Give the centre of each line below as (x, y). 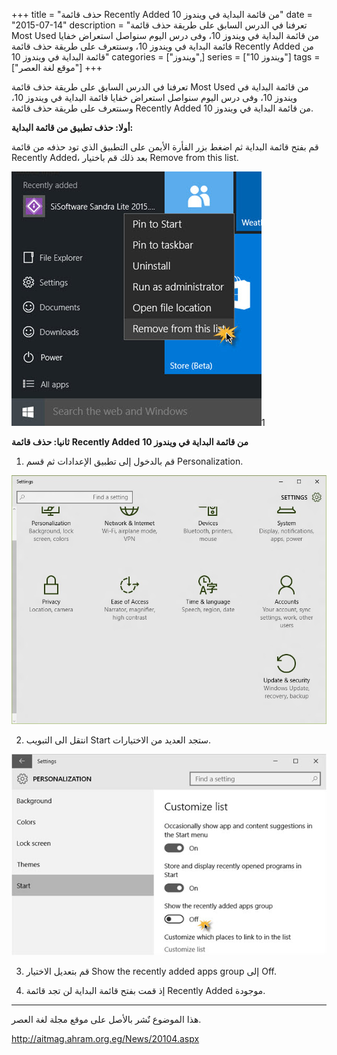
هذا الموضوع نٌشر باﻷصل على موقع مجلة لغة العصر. (106, 1020)
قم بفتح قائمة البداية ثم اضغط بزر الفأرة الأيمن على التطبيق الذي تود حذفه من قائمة (165, 147)
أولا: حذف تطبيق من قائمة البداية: (72, 127)
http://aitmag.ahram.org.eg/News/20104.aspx (105, 1039)
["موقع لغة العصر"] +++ (57, 67)
